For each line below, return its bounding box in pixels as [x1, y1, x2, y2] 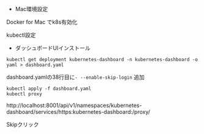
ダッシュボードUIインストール [15, 45, 90, 51]
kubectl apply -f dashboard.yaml [6, 86, 92, 92]
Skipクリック [6, 121, 39, 128]
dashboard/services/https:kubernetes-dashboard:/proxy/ [6, 108, 151, 115]
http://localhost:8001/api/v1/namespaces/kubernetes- [6, 102, 142, 109]
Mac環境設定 [15, 6, 48, 12]
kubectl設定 [6, 31, 36, 39]
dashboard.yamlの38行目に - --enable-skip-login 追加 [6, 73, 145, 81]
